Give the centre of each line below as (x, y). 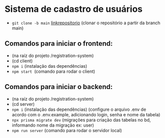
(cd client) (22, 61)
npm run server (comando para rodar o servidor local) (67, 130)
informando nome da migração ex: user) (53, 125)
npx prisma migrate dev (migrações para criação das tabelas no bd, (81, 120)
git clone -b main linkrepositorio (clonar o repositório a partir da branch (86, 23)
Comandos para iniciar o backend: (59, 87)
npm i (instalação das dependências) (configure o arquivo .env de (79, 109)
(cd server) (23, 104)
